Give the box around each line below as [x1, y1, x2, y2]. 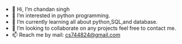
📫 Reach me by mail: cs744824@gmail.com [11, 32, 120, 38]
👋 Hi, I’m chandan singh [11, 6, 70, 12]
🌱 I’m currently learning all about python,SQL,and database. [11, 18, 158, 25]
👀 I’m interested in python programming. [11, 12, 111, 19]
